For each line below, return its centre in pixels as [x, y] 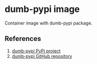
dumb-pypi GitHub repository [42, 56]
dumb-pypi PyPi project [36, 50]
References [23, 39]
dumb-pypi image [42, 9]
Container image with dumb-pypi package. [48, 23]
